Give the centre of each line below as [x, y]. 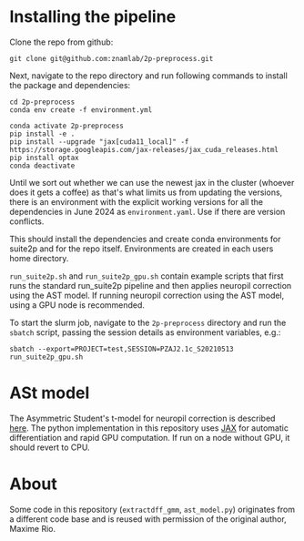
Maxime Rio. [33, 528]
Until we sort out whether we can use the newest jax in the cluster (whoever [152, 182]
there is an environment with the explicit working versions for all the [137, 201]
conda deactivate [42, 166]
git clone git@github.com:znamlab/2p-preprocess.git [111, 58]
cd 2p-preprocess [42, 102]
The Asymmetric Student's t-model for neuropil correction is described [142, 418]
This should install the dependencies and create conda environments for [145, 239]
